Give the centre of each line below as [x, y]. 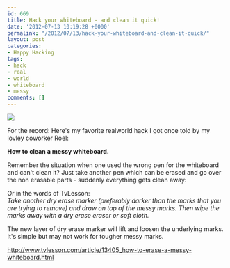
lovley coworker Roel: [38, 138]
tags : [15, 59]
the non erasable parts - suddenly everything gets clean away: [97, 180]
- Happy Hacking [31, 53]
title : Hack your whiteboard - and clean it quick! [83, 20]
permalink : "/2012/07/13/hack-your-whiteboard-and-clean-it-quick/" [108, 33]
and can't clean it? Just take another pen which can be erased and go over [114, 172]
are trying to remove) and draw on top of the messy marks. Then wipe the [114, 208]
